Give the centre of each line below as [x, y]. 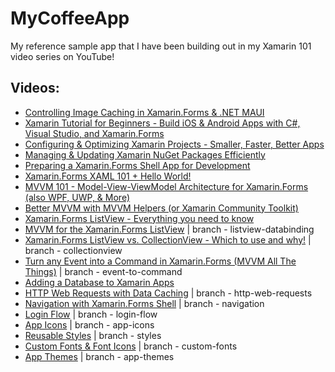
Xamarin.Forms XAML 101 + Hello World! [108, 176]
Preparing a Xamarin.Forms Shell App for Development [137, 165]
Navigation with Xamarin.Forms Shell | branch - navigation [144, 303]
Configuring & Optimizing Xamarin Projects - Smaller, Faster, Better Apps [174, 144]
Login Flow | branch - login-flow [91, 314]
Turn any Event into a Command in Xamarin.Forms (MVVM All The [160, 261]
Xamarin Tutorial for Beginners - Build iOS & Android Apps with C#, [162, 123]
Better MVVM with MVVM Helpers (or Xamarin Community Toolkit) [161, 208]
